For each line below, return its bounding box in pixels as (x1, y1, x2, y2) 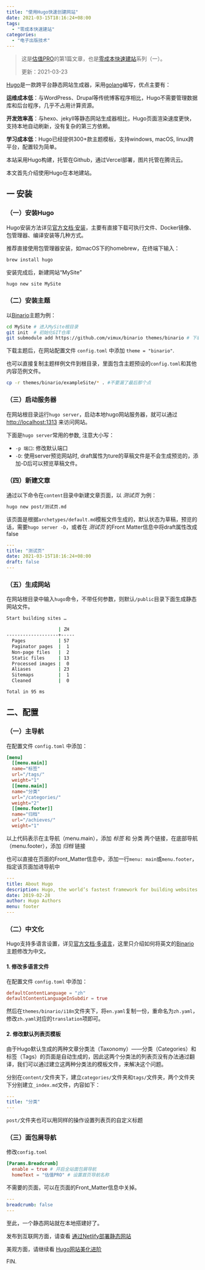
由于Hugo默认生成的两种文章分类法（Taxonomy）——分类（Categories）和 (6, 1045, 196, 1053)
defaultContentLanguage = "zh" (6, 990, 86, 996)
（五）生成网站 (6, 580, 51, 589)
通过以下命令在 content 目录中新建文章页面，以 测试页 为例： (6, 491, 157, 499)
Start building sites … (6, 615, 67, 622)
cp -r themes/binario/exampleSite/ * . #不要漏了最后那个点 (6, 380, 151, 386)
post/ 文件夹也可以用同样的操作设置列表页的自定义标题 (6, 1116, 143, 1124)
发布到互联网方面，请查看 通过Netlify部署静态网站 (6, 1232, 132, 1239)
